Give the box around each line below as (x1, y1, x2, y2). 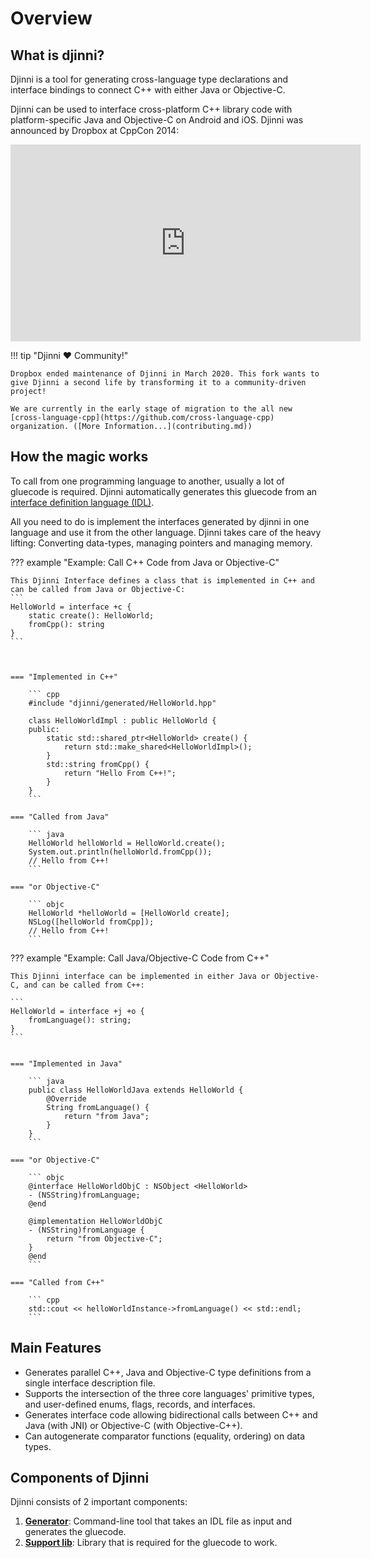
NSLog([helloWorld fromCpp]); (28, 917, 155, 927)
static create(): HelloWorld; (28, 610, 155, 621)
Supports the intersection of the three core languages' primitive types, (24, 1387, 315, 1399)
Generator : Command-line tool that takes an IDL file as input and (24, 1515, 292, 1527)
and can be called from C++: (23, 980, 145, 990)
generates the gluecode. (24, 1526, 127, 1538)
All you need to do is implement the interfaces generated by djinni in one (10, 515, 310, 527)
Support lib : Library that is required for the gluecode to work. (24, 1537, 278, 1549)
